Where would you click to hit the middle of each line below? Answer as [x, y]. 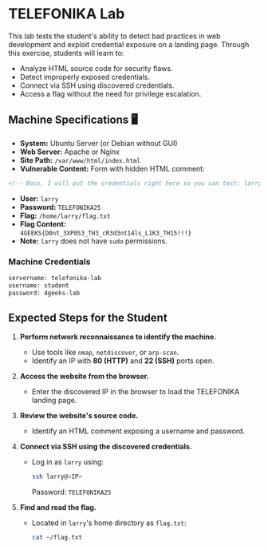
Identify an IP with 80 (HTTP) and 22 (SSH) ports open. [123, 361]
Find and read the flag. [58, 508]
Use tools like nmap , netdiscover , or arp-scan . [105, 353]
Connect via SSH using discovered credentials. [97, 85]
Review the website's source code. [79, 416]
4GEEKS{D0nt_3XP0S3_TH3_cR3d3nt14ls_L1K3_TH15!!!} [106, 233]
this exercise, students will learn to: [66, 53]
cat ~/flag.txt [57, 538]
